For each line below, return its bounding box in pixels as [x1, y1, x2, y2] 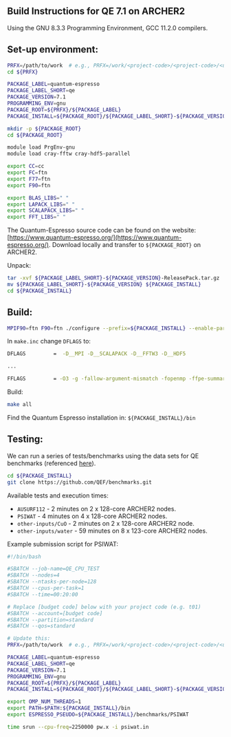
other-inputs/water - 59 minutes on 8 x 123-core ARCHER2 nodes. [16, 526, 208, 535]
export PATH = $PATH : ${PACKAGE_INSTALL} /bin [7, 705, 131, 712]
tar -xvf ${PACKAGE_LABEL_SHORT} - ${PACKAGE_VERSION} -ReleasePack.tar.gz [7, 275, 220, 281]
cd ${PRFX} [7, 68, 38, 75]
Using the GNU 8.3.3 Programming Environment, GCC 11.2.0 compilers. [7, 23, 208, 32]
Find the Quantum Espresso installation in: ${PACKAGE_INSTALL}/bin [7, 413, 196, 422]
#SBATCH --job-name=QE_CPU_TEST [7, 566, 100, 573]
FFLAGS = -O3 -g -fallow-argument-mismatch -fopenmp [7, 375, 186, 383]
